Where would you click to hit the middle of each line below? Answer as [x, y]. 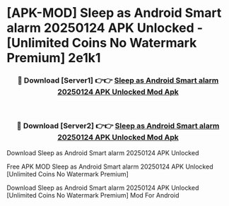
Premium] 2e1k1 [54, 58]
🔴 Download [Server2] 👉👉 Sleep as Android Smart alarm [118, 126]
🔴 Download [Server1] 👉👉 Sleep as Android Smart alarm [118, 80]
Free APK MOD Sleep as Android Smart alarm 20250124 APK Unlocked [110, 166]
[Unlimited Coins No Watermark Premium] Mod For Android [93, 195]
